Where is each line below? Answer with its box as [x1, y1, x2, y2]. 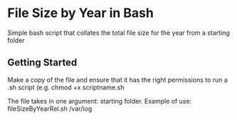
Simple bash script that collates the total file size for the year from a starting [7, 28, 230, 37]
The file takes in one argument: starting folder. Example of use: [7, 97, 192, 105]
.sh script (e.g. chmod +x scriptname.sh [7, 83, 125, 92]
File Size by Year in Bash [7, 5, 154, 21]
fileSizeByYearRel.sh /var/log [7, 104, 93, 113]
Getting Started [7, 57, 78, 69]
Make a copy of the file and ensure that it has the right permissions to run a [7, 75, 228, 84]
